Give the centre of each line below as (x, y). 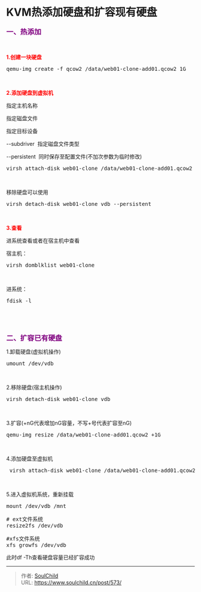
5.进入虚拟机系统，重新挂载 (40, 494)
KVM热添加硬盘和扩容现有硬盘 (82, 12)
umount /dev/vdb (30, 363)
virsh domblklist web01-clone (51, 265)
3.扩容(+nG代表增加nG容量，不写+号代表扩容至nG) (69, 423)
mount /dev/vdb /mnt (36, 506)
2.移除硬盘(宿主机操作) (34, 387)
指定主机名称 (22, 105)
